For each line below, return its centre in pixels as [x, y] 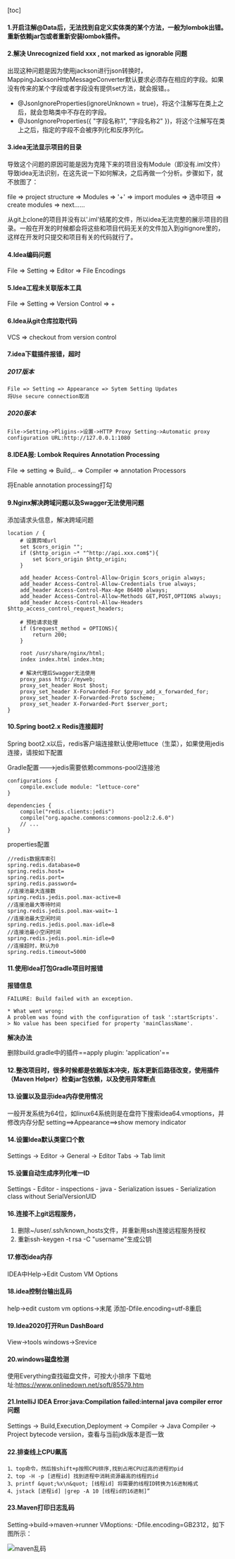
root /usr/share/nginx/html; [63, 653]
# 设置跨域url [38, 540]
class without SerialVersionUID [52, 1197]
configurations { [33, 781]
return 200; [50, 635]
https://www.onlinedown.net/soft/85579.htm [80, 1385]
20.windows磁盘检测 [38, 1359]
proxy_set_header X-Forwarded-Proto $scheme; [88, 698]
